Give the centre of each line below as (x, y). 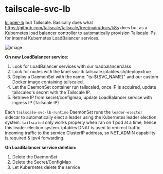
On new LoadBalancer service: (37, 57)
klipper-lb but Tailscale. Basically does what (49, 22)
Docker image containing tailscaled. (48, 82)
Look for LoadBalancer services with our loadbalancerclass (72, 66)
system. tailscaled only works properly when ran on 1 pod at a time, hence (81, 122)
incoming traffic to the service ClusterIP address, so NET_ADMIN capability (80, 133)
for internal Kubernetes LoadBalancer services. (52, 38)
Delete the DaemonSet (35, 156)
